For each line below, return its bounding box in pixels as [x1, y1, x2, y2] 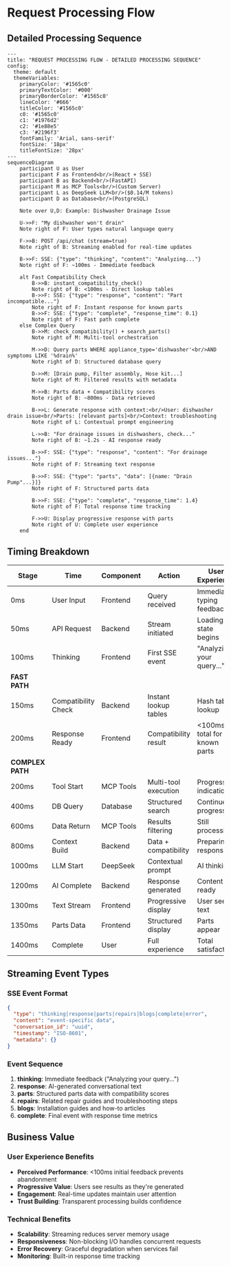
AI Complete [52, 881, 92, 890]
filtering [147, 826, 173, 835]
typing [197, 595, 218, 605]
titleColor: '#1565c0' [19, 105, 85, 112]
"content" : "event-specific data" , [13, 1017, 115, 1024]
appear [197, 924, 221, 934]
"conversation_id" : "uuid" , [13, 1024, 94, 1030]
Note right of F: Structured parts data [32, 485, 149, 492]
